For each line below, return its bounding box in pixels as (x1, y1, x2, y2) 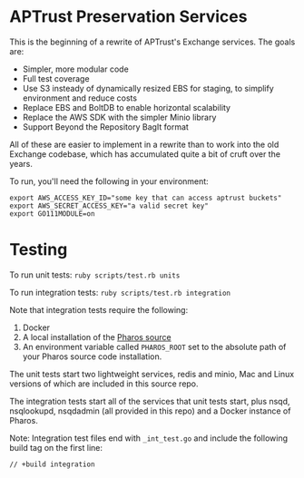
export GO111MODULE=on (9, 209, 95, 219)
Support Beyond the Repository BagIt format (22, 121, 189, 132)
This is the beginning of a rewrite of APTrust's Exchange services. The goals (9, 36, 296, 47)
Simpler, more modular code (22, 63, 129, 74)
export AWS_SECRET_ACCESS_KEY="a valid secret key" (9, 201, 209, 210)
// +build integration (9, 460, 95, 469)
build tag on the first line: (9, 442, 103, 453)
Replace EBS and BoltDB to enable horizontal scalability (22, 102, 231, 112)
